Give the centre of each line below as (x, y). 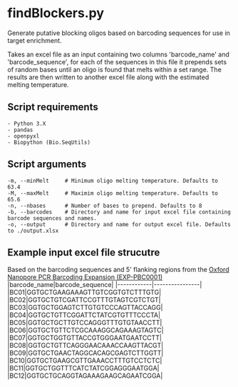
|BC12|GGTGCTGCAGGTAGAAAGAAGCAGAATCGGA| (85, 376)
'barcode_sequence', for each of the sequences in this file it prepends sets (117, 61)
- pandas (20, 130)
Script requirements (53, 107)
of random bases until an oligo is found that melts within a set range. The (115, 69)
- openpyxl (24, 136)
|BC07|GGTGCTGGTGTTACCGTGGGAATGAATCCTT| (85, 338)
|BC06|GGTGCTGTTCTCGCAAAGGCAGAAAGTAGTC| (86, 331)
